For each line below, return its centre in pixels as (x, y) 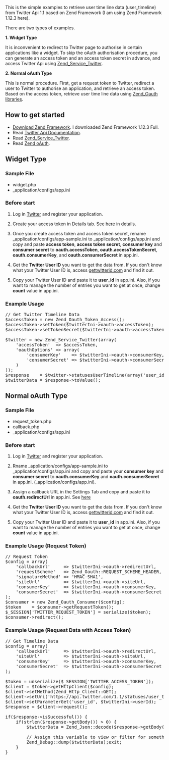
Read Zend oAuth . (31, 143)
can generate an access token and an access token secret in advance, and (83, 58)
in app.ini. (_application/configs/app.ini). (54, 482)
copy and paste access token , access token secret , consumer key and (87, 244)
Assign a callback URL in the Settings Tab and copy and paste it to (81, 492)
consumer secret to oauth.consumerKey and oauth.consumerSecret (86, 477)
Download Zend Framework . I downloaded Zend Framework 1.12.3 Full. (86, 127)
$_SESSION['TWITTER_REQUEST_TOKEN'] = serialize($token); (78, 612)
